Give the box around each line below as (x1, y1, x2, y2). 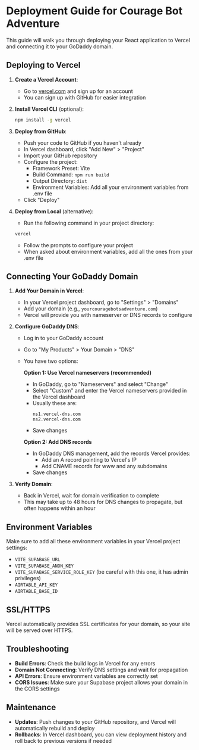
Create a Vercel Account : (14, 76, 78, 83)
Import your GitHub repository (23, 152, 97, 159)
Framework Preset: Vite (32, 164, 90, 172)
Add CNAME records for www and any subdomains (41, 463, 168, 470)
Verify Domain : (14, 481, 53, 488)
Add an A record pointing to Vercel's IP (41, 456, 137, 463)
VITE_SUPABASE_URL (14, 557, 61, 563)
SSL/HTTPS (6, 605, 50, 615)
